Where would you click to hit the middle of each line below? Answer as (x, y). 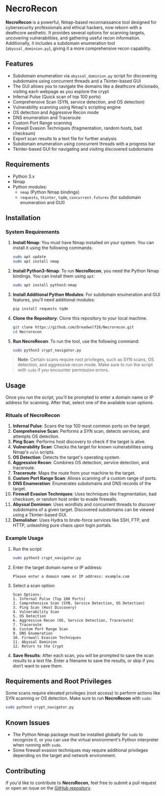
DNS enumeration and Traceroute (47, 117)
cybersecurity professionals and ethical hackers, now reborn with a (74, 27)
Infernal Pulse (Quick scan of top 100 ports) (57, 96)
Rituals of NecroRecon (33, 415)
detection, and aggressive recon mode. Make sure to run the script (85, 365)
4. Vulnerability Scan (36, 612)
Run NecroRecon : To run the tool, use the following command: (76, 341)
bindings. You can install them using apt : (54, 276)
